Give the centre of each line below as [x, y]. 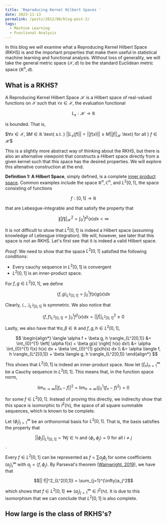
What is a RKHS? [32, 85]
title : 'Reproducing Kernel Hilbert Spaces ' [53, 10]
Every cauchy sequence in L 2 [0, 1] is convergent [62, 267]
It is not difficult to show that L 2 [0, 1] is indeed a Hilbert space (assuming [79, 230]
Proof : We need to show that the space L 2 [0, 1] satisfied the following [76, 251]
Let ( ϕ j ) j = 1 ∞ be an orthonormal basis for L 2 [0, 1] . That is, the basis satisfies [83, 421]
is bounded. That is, [26, 124]
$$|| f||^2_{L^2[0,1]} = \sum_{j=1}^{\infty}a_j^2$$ [83, 480]
